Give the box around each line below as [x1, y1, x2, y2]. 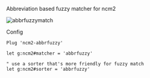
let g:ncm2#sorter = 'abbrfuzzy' [6, 66, 90, 72]
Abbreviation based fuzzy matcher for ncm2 [6, 5, 116, 12]
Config [6, 28, 23, 35]
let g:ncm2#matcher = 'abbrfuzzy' [6, 50, 93, 56]
